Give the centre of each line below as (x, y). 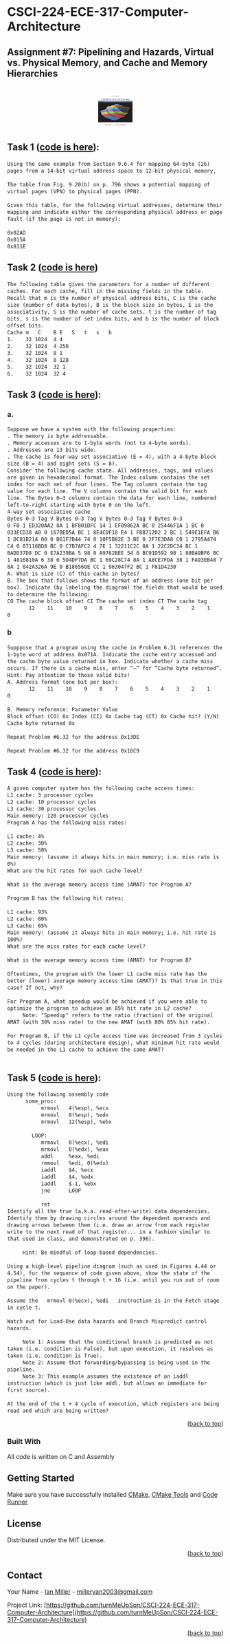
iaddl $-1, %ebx (69, 1184)
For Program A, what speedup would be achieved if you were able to (107, 1002)
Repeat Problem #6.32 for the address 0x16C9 (73, 750)
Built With (24, 1442)
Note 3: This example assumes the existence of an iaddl (105, 1376)
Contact (25, 1575)
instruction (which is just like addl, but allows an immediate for (107, 1383)
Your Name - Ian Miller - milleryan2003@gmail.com (80, 1591)
